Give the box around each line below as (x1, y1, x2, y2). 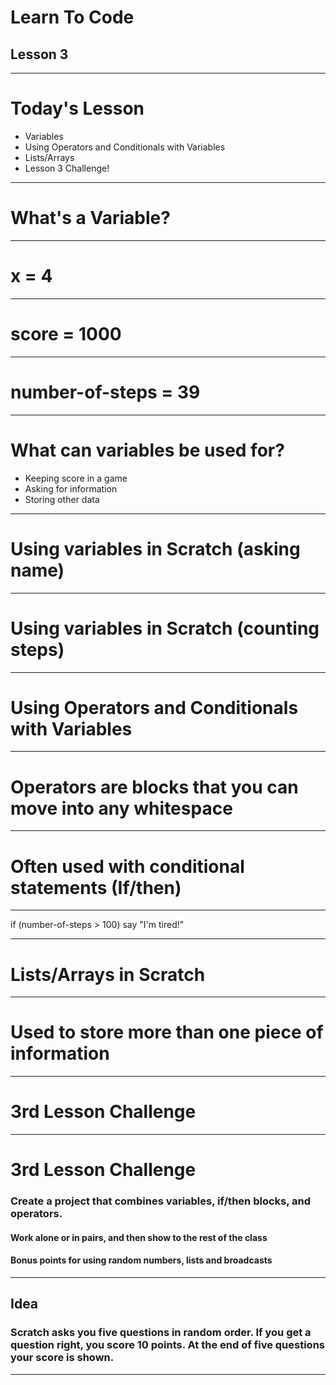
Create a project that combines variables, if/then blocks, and (10, 1194, 312, 1208)
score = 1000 (10, 323, 122, 345)
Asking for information (24, 482, 118, 495)
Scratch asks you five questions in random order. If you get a (10, 1326, 312, 1340)
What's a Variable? (10, 207, 171, 230)
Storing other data (24, 493, 100, 505)
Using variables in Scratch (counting (10, 617, 320, 640)
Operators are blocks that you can (10, 776, 299, 798)
